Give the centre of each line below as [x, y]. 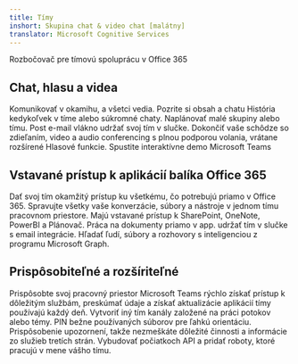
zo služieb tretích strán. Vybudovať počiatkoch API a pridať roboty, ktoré [142, 341]
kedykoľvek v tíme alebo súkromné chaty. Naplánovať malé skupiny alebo [145, 119]
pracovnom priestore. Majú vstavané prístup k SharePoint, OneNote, [135, 215]
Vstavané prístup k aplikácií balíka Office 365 [138, 175]
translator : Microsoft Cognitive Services [89, 34]
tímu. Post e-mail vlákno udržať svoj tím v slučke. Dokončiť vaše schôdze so [149, 128]
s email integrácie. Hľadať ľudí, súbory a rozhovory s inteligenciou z [133, 234]
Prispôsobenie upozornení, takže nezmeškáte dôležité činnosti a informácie [148, 331]
